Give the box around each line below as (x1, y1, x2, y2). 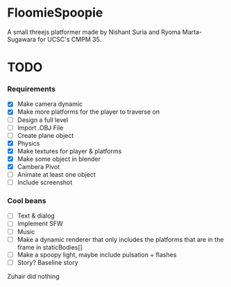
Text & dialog (17, 211, 55, 220)
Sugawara (7, 35, 37, 43)
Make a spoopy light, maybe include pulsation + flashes (17, 250, 177, 259)
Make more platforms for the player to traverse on (17, 107, 160, 116)
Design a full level (17, 116, 69, 124)
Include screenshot (17, 178, 73, 186)
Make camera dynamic (17, 100, 83, 108)
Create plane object (17, 131, 74, 139)
